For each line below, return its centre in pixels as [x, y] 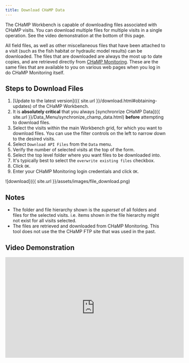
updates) [22, 106]
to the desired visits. [34, 139]
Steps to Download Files [44, 89]
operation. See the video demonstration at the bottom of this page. [75, 35]
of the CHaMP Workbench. [61, 106]
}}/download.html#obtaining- [127, 101]
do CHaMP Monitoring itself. [35, 73]
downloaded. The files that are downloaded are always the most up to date [84, 56]
